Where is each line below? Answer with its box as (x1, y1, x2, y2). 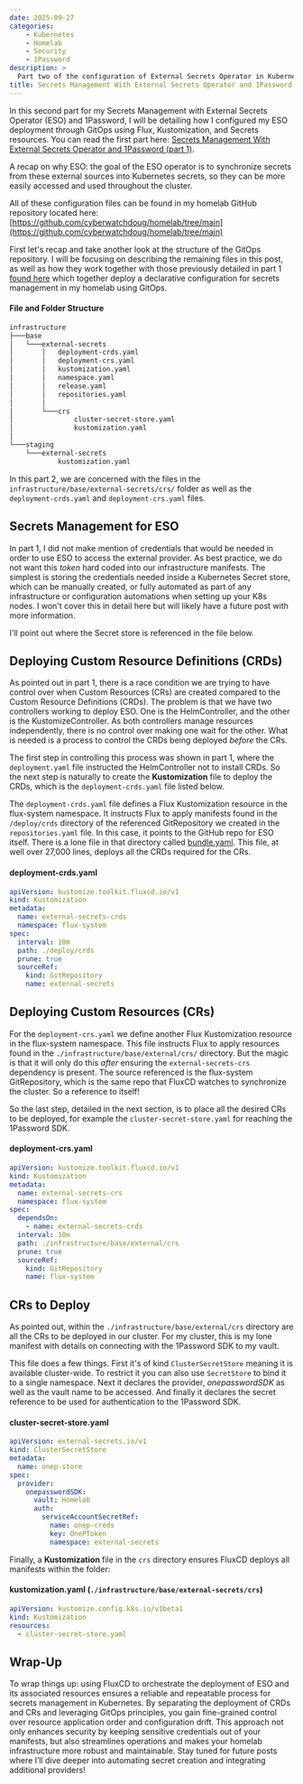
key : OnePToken (49, 1529, 106, 1539)
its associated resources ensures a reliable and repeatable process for (9, 1688, 271, 1699)
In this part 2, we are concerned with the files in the (9, 473, 201, 484)
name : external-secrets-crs (17, 1188, 124, 1197)
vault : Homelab (32, 1495, 91, 1505)
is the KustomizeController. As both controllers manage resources (9, 716, 254, 726)
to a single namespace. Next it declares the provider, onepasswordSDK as (9, 1377, 286, 1388)
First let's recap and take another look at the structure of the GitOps (9, 244, 262, 254)
